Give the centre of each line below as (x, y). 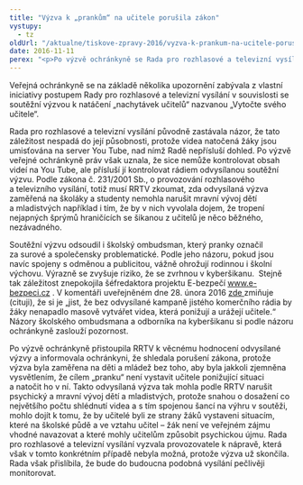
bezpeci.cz (30, 293)
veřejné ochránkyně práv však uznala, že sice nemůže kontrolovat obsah (145, 160)
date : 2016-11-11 (42, 51)
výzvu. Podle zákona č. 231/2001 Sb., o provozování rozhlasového (132, 179)
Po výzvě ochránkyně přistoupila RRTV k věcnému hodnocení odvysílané (145, 348)
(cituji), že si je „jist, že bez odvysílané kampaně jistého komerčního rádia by (151, 302)
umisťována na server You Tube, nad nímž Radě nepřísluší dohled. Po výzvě (150, 151)
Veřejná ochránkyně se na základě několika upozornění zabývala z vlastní (146, 85)
